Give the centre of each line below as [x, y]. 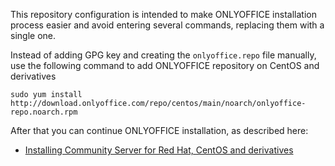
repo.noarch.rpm [44, 112]
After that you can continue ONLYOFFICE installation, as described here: [159, 130]
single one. [33, 35]
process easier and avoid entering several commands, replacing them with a [167, 25]
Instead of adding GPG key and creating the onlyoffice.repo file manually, [163, 55]
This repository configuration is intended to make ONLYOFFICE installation [163, 14]
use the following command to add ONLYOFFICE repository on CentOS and [165, 65]
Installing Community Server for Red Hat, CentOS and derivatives [159, 150]
